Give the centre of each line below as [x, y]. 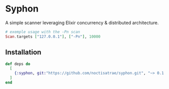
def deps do [18, 64]
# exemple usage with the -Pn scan [43, 32]
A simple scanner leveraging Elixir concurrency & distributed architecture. [82, 23]
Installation [23, 53]
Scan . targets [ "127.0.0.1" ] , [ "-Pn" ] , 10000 [53, 36]
